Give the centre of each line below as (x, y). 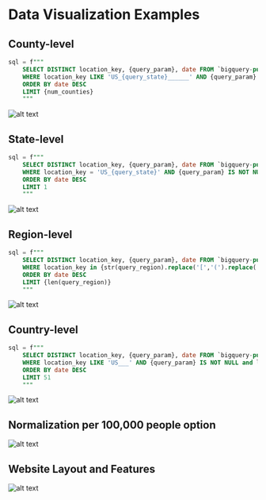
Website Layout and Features (82, 469)
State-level (36, 139)
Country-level (44, 330)
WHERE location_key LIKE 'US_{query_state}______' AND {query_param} (140, 77)
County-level (41, 44)
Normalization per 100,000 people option (112, 425)
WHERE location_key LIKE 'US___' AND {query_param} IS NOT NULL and (138, 363)
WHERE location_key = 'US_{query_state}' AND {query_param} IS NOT (136, 172)
